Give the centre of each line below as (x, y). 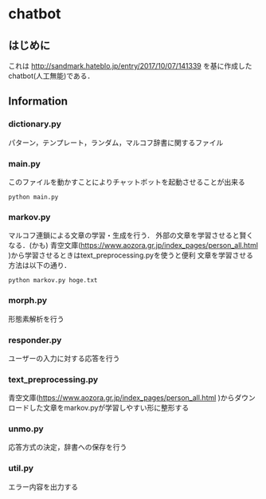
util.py (21, 469)
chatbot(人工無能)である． (51, 76)
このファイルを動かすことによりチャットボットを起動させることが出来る (127, 182)
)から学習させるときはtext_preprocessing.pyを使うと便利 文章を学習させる (131, 255)
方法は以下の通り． (40, 265)
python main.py (33, 197)
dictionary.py (35, 124)
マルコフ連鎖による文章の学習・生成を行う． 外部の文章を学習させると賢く (131, 235)
